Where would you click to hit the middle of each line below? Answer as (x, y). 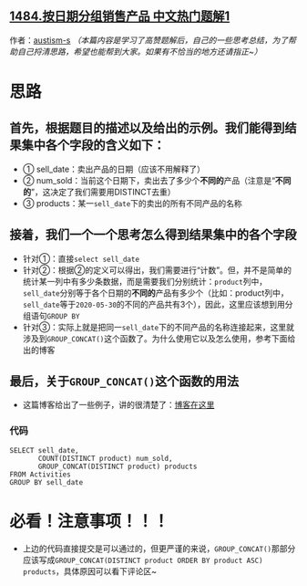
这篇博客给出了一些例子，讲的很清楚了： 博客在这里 (118, 405)
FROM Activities (40, 474)
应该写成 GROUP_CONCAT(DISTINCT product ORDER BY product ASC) (143, 560)
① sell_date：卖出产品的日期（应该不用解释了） (113, 169)
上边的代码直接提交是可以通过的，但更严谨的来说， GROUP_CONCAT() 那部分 (159, 548)
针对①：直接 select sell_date (81, 258)
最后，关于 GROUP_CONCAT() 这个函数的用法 (124, 382)
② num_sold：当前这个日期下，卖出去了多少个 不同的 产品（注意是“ (149, 180)
